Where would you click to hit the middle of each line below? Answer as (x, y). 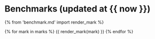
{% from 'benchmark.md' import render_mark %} (54, 22)
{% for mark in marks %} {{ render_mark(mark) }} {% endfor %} (69, 31)
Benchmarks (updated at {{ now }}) (77, 9)
